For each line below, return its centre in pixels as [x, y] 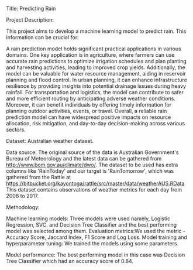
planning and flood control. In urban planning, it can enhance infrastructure [96, 80]
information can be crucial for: [42, 37]
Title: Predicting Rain [31, 8]
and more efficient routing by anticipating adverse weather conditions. [91, 98]
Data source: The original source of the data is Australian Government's [92, 152]
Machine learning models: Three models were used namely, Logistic [88, 218]
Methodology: [23, 207]
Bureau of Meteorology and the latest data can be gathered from [84, 158]
